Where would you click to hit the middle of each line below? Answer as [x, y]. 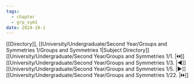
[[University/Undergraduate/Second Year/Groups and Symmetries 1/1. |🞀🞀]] [95, 56]
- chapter [23, 17]
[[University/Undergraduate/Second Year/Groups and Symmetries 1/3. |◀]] [96, 63]
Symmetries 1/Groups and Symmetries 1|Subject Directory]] [78, 50]
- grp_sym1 [25, 22]
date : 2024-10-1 [26, 28]
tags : [13, 11]
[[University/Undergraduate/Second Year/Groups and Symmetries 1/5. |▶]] [96, 69]
